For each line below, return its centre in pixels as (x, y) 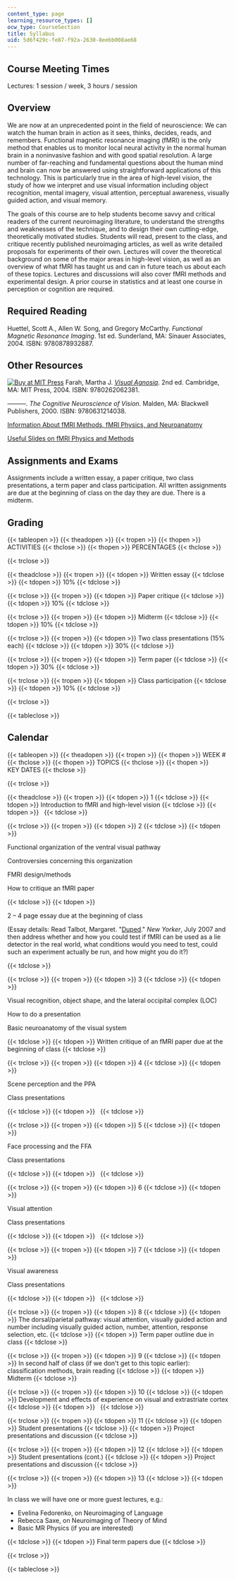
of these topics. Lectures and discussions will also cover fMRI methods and (117, 274)
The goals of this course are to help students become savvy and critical (111, 213)
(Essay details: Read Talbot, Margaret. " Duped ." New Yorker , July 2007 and (117, 929)
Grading (25, 523)
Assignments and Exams (63, 461)
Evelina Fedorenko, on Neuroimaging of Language (90, 1513)
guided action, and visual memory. (57, 200)
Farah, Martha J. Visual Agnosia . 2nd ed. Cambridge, (142, 382)
